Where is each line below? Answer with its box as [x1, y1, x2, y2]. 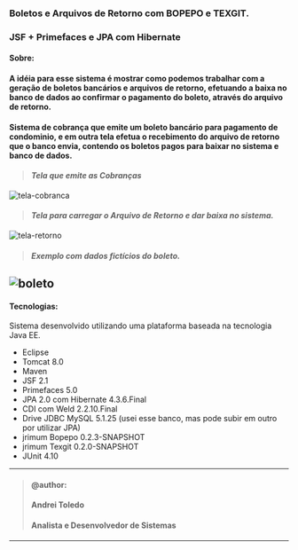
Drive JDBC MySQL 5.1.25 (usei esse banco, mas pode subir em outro [21, 413, 278, 424]
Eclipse [21, 347, 50, 357]
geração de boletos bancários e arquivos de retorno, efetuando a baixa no [9, 82, 287, 93]
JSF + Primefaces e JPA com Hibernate [9, 30, 181, 43]
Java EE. [9, 330, 42, 341]
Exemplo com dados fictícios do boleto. [30, 250, 180, 261]
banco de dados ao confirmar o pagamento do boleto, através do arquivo [9, 92, 284, 103]
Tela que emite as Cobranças [30, 170, 142, 181]
